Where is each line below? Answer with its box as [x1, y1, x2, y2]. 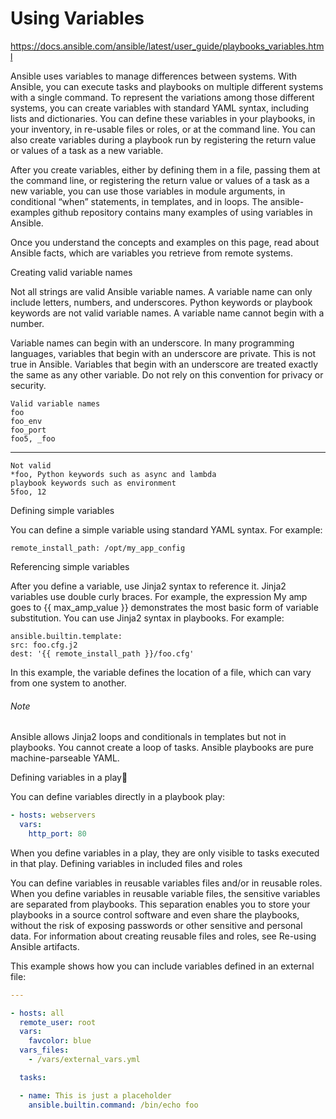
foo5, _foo [10, 433, 56, 444]
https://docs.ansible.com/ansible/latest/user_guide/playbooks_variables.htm [10, 40, 325, 52]
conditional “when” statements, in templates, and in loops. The [10, 195, 268, 207]
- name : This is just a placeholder [19, 1090, 172, 1101]
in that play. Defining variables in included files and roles [10, 857, 243, 869]
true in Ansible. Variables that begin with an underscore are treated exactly [10, 358, 319, 370]
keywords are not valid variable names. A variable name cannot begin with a [10, 307, 325, 319]
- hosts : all [10, 1008, 65, 1018]
